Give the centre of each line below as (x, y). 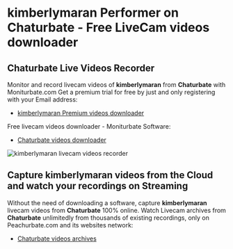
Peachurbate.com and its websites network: (70, 225)
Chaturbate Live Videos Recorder (81, 68)
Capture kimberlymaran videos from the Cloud (110, 175)
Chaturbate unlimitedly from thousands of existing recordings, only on (109, 218)
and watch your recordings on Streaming (98, 186)
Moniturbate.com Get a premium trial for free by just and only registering (111, 92)
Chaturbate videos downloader (62, 140)
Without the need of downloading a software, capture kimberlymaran (107, 202)
